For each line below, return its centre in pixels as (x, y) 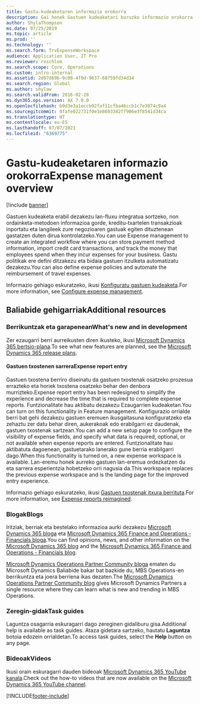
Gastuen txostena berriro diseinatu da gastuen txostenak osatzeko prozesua (100, 380)
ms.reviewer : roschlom (34, 61)
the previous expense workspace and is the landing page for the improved (97, 474)
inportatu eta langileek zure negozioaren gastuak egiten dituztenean (90, 229)
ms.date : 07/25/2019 (32, 28)
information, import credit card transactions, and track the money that (92, 248)
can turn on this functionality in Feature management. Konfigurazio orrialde (98, 411)
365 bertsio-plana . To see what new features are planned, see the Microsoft (99, 346)
